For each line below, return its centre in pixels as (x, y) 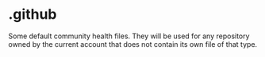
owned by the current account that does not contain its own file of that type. (133, 44)
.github (33, 14)
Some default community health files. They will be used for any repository (129, 36)
